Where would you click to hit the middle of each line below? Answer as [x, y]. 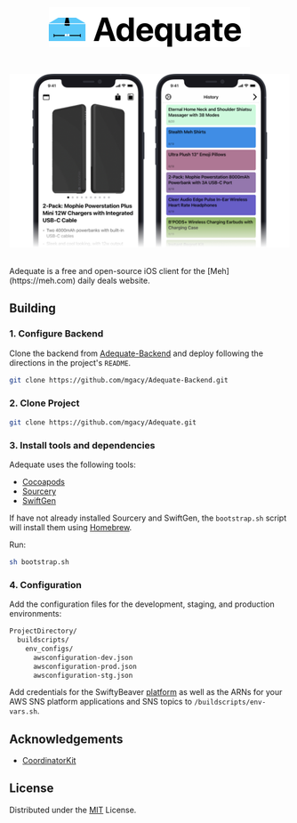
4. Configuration [45, 585]
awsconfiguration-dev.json [83, 658]
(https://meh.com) [43, 281]
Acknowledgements [66, 739]
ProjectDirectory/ [43, 631]
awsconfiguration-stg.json [83, 676]
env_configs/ [49, 649]
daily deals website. [114, 281]
